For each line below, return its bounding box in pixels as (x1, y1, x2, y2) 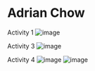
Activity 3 (7, 41, 35, 50)
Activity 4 (7, 55, 35, 64)
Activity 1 (7, 28, 34, 37)
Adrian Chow (7, 5, 86, 21)
